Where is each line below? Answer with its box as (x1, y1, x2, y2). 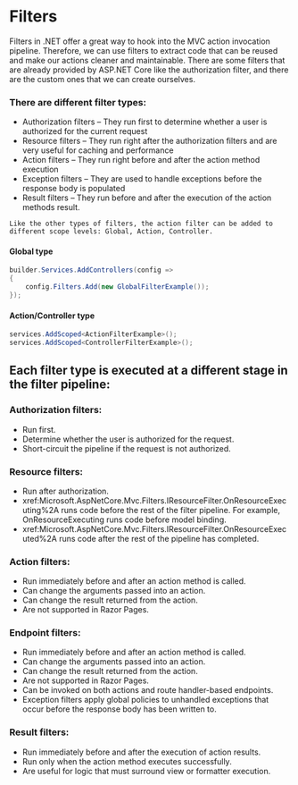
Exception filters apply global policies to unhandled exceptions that (21, 695, 269, 705)
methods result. (21, 202, 80, 213)
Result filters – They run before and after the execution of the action (21, 192, 272, 203)
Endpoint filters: (9, 627, 81, 639)
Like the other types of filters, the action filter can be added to (9, 219, 274, 229)
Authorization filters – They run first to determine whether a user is (21, 116, 268, 127)
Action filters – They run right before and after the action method (21, 155, 261, 165)
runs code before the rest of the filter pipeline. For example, (61, 504, 281, 515)
